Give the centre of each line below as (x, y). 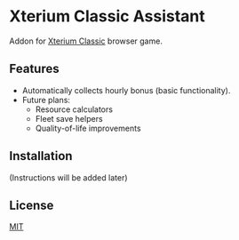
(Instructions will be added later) (68, 177)
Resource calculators (74, 109)
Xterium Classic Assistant (108, 16)
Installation (41, 156)
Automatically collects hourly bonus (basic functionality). (126, 90)
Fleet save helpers (69, 118)
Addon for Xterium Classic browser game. (86, 41)
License (32, 205)
